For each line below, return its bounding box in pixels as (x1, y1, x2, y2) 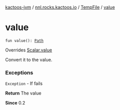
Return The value (5, 90, 42, 96)
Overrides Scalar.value (5, 47, 52, 53)
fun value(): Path (5, 38, 44, 43)
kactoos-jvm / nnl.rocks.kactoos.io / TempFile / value (5, 4, 115, 10)
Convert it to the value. (5, 56, 53, 62)
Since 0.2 (5, 100, 26, 106)
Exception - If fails (5, 80, 43, 86)
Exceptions (5, 69, 34, 76)
